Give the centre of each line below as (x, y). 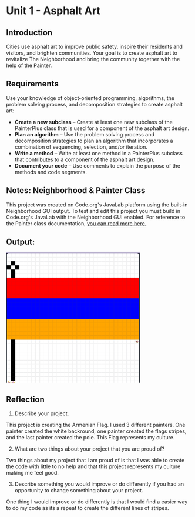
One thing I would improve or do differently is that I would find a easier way (97, 502)
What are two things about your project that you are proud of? (90, 449)
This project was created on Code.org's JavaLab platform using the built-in (97, 205)
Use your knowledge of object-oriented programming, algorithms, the (90, 98)
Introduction (29, 33)
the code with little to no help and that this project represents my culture (93, 466)
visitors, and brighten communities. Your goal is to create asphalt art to (92, 53)
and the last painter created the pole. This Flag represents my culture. (90, 438)
